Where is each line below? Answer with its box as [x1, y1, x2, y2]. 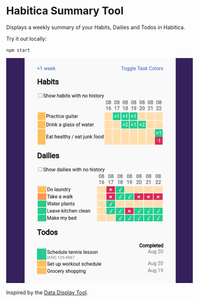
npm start [6, 47, 31, 53]
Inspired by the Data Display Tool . [6, 288, 89, 296]
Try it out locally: [6, 35, 47, 42]
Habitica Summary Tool [6, 4, 124, 18]
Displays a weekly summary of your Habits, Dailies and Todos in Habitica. [6, 24, 185, 31]
